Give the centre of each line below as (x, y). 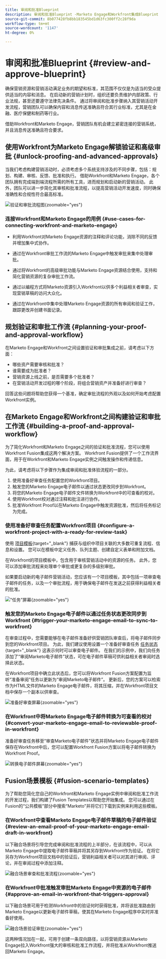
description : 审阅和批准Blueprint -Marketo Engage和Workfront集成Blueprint (82, 14)
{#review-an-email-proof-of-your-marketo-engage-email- (77, 827)
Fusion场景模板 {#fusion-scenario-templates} (77, 781)
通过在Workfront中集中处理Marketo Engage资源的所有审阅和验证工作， (85, 304)
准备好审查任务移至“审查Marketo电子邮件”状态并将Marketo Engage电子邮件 (82, 741)
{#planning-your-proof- (109, 327)
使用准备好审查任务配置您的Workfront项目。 (57, 480)
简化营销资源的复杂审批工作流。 (45, 276)
